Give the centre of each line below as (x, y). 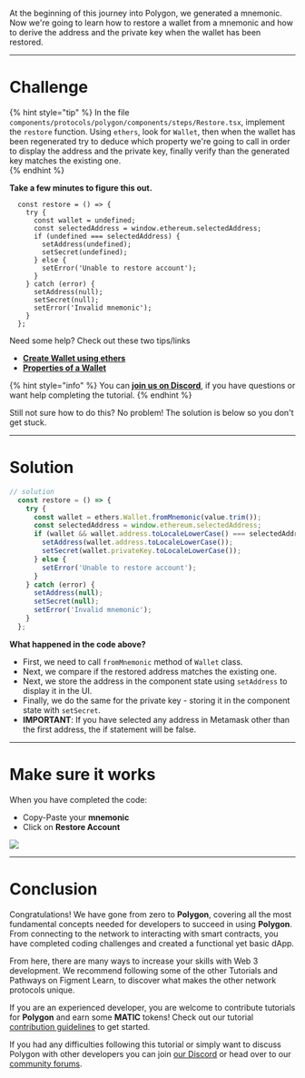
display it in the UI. (57, 690)
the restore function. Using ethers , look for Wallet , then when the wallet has (153, 132)
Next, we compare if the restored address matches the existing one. (150, 671)
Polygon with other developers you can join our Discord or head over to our (150, 1053)
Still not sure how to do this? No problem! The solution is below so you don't (152, 412)
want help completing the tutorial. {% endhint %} (101, 395)
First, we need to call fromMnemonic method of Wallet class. (133, 661)
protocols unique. (42, 990)
